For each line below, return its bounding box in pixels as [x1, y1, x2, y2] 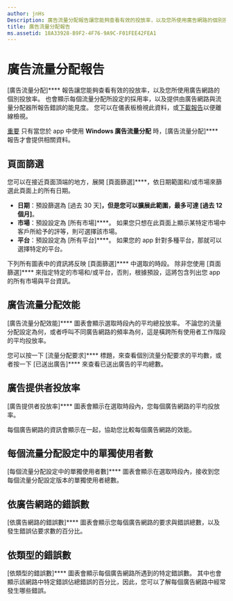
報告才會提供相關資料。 [7, 136, 74, 144]
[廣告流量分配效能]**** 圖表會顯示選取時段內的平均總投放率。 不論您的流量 [7, 319, 222, 327]
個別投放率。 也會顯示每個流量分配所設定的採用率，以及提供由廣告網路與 [7, 95, 216, 103]
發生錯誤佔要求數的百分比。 [7, 527, 87, 536]
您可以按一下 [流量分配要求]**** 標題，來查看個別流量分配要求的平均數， [7, 351, 216, 359]
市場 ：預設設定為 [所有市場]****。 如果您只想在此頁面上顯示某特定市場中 [17, 218, 226, 227]
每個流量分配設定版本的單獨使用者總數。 [7, 476, 123, 484]
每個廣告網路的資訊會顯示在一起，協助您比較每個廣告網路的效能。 [7, 425, 196, 433]
